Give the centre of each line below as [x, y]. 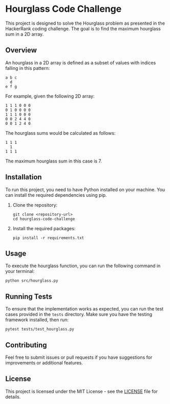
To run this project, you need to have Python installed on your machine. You [85, 189]
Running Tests [29, 296]
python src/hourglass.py [32, 281]
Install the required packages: [44, 228]
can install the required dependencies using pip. [56, 195]
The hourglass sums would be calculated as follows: [60, 133]
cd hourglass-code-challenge [44, 219]
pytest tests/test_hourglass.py [40, 329]
